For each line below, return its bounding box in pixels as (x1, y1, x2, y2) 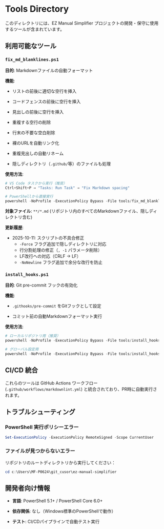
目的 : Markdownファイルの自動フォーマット (5, 67, 93, 73)
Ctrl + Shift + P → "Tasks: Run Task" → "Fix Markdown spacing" (5, 185, 130, 190)
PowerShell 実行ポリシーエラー (5, 424, 79, 430)
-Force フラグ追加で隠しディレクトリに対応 (19, 241, 106, 247)
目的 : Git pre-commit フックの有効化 (5, 282, 78, 288)
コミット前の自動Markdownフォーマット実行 (12, 313, 102, 319)
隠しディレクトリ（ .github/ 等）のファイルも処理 (12, 161, 111, 166)
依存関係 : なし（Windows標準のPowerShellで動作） (12, 509, 116, 514)
